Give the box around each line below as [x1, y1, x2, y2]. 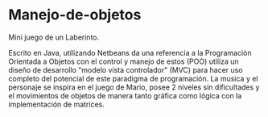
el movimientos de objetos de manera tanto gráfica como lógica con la [8, 90, 242, 100]
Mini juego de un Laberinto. [8, 32, 99, 42]
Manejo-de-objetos [8, 6, 142, 24]
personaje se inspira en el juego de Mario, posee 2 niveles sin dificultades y [8, 82, 260, 92]
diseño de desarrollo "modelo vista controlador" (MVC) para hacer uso [8, 65, 243, 74]
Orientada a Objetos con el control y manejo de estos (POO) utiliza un [8, 56, 239, 66]
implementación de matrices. [8, 99, 105, 109]
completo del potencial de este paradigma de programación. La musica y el [8, 73, 258, 83]
